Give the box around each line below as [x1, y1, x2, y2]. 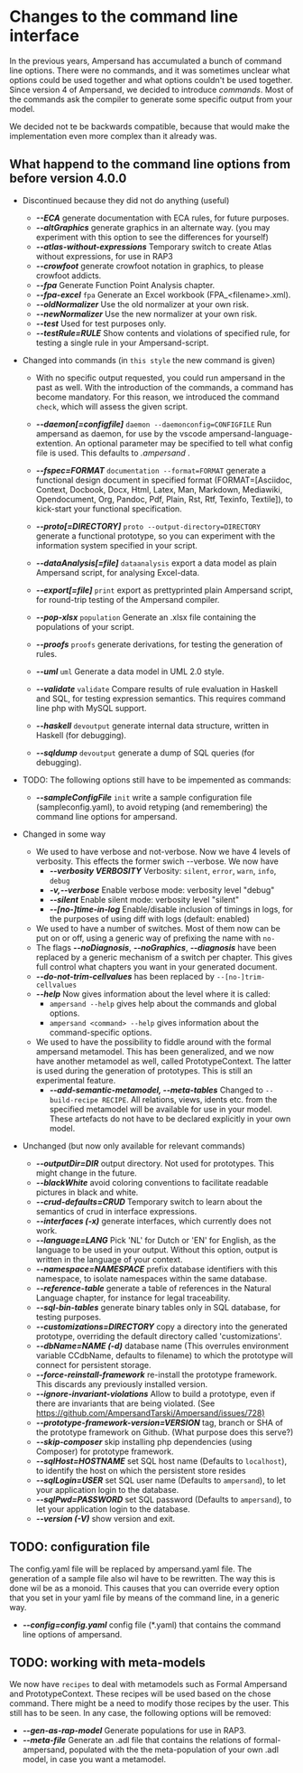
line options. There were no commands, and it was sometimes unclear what [9, 65, 290, 76]
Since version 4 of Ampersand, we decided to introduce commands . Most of [9, 84, 294, 95]
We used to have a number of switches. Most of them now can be [35, 923, 281, 933]
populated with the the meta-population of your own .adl [69, 1744, 280, 1755]
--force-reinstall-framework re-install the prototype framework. [35, 1369, 278, 1380]
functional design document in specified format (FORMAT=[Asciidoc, [35, 474, 293, 485]
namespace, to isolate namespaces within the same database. [35, 1272, 268, 1284]
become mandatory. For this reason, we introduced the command [35, 391, 280, 402]
